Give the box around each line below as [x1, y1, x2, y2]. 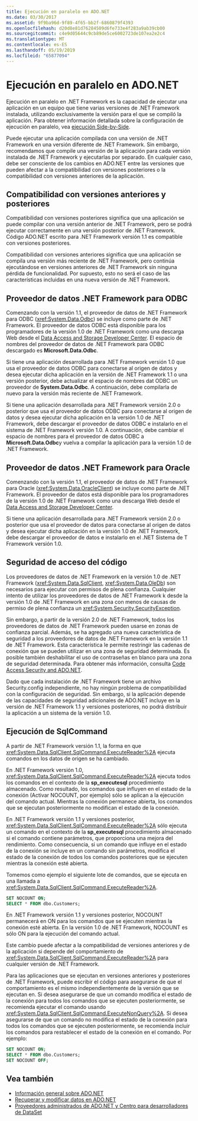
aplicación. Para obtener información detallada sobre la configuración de [6, 117, 184, 124]
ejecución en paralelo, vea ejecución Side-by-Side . [6, 123, 131, 130]
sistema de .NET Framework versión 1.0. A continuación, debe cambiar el [6, 427, 184, 434]
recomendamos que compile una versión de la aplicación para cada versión [6, 147, 191, 154]
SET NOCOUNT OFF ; [6, 1058, 49, 1064]
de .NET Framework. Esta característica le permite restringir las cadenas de [6, 641, 190, 648]
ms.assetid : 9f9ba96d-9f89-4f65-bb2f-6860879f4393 [6, 20, 134, 25]
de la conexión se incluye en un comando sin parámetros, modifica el [6, 847, 176, 854]
